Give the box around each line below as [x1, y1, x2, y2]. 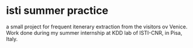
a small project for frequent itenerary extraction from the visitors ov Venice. [6, 23, 188, 30]
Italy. [6, 35, 18, 42]
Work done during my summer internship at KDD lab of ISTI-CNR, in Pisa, [6, 29, 182, 36]
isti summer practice [6, 4, 109, 17]
